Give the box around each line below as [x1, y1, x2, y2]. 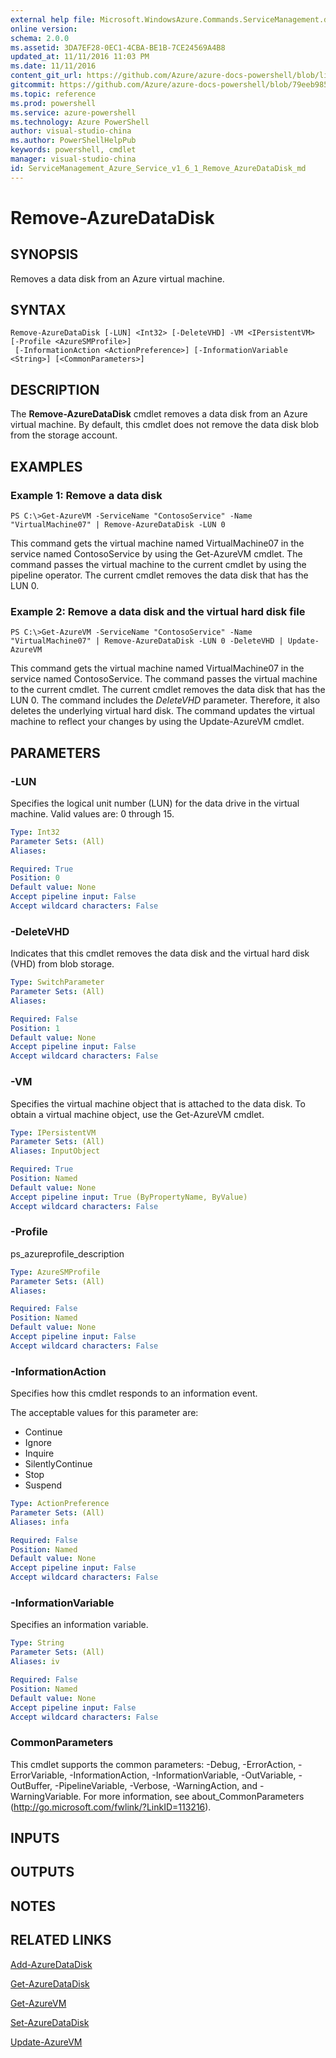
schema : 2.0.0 [10, 33, 70, 43]
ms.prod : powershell [10, 98, 97, 108]
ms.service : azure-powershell [10, 107, 137, 118]
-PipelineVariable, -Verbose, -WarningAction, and [54, 1779, 258, 1791]
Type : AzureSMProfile [10, 1267, 101, 1277]
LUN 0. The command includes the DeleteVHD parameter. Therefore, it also [10, 694, 321, 706]
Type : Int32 [10, 827, 60, 837]
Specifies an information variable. [10, 1619, 149, 1631]
